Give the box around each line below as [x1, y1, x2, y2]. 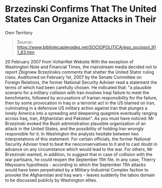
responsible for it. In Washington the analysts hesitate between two [5, 131, 139, 137]
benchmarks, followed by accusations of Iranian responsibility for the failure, [5, 94, 158, 100]
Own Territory [5, 30, 33, 35]
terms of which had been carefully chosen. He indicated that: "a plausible [5, 84, 151, 90]
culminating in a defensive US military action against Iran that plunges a [5, 105, 147, 111]
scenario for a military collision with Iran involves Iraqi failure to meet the [5, 90, 149, 95]
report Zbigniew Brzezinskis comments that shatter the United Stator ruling [5, 69, 154, 75]
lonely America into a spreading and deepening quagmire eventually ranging [5, 110, 157, 116]
